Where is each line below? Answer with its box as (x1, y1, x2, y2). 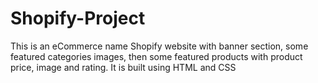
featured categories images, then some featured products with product (10, 50, 303, 62)
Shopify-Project (10, 7, 146, 30)
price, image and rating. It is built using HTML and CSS (10, 61, 237, 73)
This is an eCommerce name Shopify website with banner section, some (10, 40, 309, 52)
